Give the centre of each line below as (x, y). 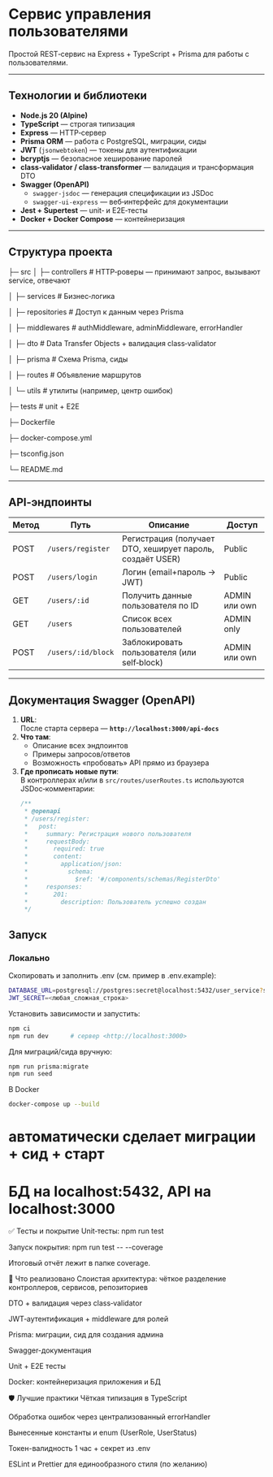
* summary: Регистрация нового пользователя (108, 834)
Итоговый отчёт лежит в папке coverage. (80, 1263)
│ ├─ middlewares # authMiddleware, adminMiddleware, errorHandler (126, 327)
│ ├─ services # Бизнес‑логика (62, 296)
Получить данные (157, 596)
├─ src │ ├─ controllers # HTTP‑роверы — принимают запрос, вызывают (134, 271)
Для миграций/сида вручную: (60, 1051)
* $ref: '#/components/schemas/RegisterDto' (122, 879)
